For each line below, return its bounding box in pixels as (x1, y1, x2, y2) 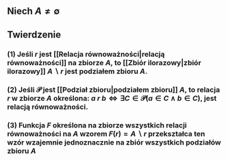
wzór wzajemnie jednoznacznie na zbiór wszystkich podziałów (7, 137, 221, 147)
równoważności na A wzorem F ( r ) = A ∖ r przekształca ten (7, 129, 205, 138)
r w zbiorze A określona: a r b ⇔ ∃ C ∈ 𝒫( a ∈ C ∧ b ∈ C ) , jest (7, 93, 217, 103)
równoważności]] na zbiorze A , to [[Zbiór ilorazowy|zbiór (7, 58, 202, 67)
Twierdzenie (7, 29, 62, 40)
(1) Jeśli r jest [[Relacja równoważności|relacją (7, 49, 165, 59)
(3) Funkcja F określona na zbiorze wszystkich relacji (7, 120, 187, 129)
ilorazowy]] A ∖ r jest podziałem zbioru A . (7, 66, 148, 76)
